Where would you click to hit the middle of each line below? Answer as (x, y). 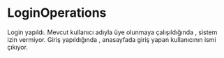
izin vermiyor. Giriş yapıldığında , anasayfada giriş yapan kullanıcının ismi (112, 39)
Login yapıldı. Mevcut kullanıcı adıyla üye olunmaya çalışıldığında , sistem (112, 32)
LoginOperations (57, 13)
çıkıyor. (17, 47)
